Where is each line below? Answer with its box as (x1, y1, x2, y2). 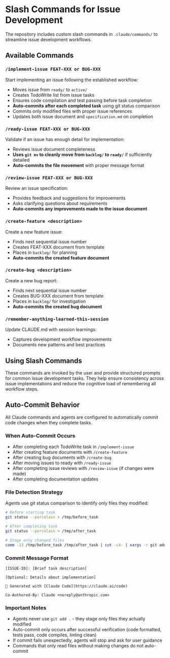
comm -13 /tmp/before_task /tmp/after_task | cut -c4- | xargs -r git (5, 542, 157, 547)
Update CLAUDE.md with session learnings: (5, 326, 97, 333)
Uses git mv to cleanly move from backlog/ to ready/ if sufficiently (12, 151, 152, 158)
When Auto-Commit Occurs (5, 432, 76, 439)
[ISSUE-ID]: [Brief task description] (5, 566, 87, 571)
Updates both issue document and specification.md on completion (12, 113, 153, 120)
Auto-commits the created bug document (12, 303, 102, 310)
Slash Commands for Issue (5, 4, 120, 15)
